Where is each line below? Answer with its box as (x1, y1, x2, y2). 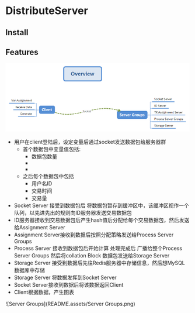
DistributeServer (5, 4, 88, 18)
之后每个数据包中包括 (22, 173, 74, 180)
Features (5, 47, 39, 57)
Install (5, 27, 29, 37)
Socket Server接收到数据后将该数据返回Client (13, 281, 124, 288)
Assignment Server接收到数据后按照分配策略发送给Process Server (13, 231, 174, 238)
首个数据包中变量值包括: (22, 146, 81, 153)
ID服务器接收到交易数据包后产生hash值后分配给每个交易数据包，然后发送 (13, 216, 190, 223)
